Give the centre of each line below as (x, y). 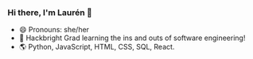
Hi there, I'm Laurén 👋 (50, 13)
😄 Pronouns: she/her (54, 30)
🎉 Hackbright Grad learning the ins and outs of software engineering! (132, 38)
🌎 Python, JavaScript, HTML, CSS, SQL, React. (97, 47)
